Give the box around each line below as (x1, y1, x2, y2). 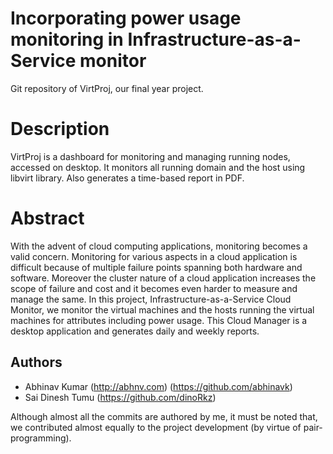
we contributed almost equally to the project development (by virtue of (10, 421, 302, 433)
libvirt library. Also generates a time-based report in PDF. (10, 172, 245, 184)
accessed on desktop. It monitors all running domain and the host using (10, 161, 306, 173)
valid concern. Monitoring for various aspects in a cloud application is (10, 250, 298, 262)
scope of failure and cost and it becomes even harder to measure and (10, 282, 298, 294)
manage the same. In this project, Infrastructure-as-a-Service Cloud (10, 293, 292, 305)
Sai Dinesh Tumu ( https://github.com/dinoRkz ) (24, 391, 217, 403)
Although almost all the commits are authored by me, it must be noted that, (10, 410, 318, 422)
